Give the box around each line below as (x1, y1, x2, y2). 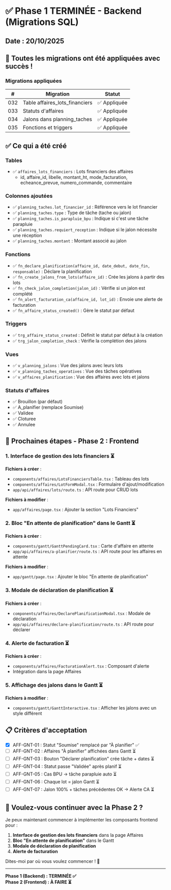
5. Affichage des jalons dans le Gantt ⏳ (5, 681, 103, 689)
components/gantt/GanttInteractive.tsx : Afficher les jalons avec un (12, 705, 157, 711)
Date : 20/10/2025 (5, 36, 65, 45)
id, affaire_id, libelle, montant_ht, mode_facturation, (20, 174, 128, 180)
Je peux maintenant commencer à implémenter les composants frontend (5, 817, 158, 823)
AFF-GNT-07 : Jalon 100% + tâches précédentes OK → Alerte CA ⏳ (12, 786, 154, 792)
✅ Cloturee (12, 416, 36, 422)
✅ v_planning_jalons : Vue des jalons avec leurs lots (12, 362, 123, 369)
